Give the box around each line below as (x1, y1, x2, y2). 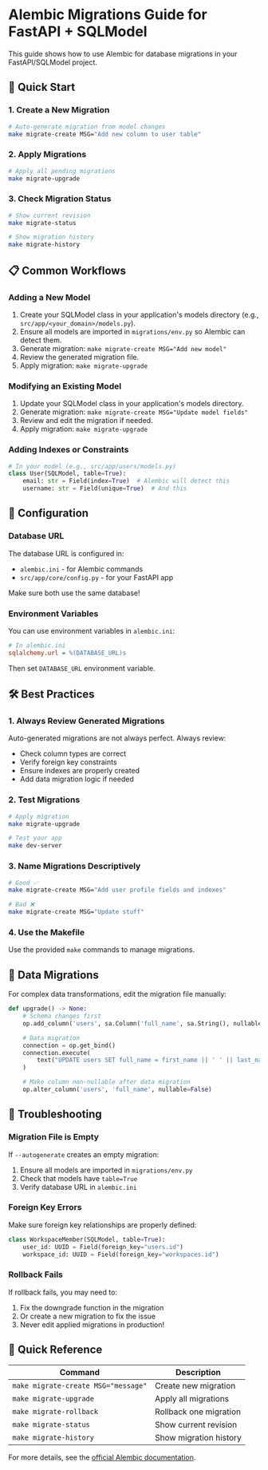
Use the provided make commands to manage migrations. (8, 945, 195, 954)
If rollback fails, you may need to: (8, 1287, 118, 1297)
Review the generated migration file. (19, 352, 140, 362)
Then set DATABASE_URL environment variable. (8, 663, 156, 673)
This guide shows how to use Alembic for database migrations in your (8, 49, 238, 58)
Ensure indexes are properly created (19, 766, 140, 776)
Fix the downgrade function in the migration (19, 1302, 164, 1312)
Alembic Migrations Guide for (8, 6, 207, 24)
